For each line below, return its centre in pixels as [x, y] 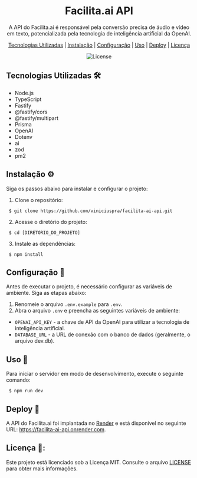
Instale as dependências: [45, 243]
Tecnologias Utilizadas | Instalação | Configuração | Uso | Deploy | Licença [99, 45]
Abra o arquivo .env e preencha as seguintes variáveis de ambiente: [97, 311]
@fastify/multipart [37, 118]
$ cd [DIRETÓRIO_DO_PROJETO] [45, 233]
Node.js [24, 93]
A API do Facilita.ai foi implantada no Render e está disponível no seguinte [96, 423]
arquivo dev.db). [35, 341]
